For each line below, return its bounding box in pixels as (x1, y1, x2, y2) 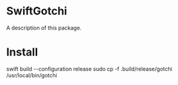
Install (6, 45, 38, 59)
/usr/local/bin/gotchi (6, 71, 58, 79)
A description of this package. (6, 24, 82, 31)
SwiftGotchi (6, 4, 67, 18)
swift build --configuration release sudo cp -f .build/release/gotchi (6, 65, 173, 72)
